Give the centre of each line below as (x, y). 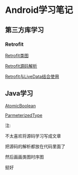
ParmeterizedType (24, 115)
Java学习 (19, 93)
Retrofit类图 (17, 55)
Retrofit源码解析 (21, 66)
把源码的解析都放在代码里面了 (35, 146)
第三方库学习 (25, 30)
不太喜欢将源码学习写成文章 (33, 136)
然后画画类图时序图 (25, 157)
